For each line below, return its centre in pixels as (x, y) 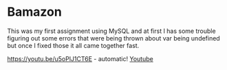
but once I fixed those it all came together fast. (73, 45)
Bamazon (34, 12)
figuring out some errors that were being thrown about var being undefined (113, 38)
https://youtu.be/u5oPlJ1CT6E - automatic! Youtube (80, 58)
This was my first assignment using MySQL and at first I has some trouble (111, 31)
